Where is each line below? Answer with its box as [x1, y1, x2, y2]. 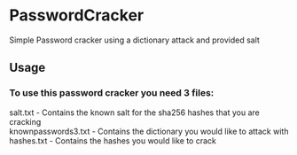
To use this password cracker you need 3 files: [9, 87, 215, 99]
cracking [9, 116, 42, 127]
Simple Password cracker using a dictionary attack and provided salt [9, 35, 260, 45]
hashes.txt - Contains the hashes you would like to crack [9, 135, 217, 146]
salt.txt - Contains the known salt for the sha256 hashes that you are [9, 107, 260, 118]
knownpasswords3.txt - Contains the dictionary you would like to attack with [9, 126, 289, 136]
